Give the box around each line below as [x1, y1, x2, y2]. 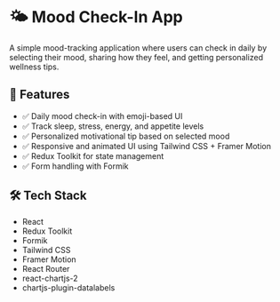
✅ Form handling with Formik [21, 161, 129, 171]
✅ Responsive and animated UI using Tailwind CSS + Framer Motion [21, 140, 271, 151]
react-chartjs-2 [21, 273, 78, 283]
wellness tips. [9, 61, 60, 72]
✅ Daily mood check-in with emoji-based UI [21, 110, 183, 121]
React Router [21, 263, 70, 274]
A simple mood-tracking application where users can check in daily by [9, 42, 268, 53]
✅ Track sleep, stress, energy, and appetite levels [21, 121, 204, 131]
